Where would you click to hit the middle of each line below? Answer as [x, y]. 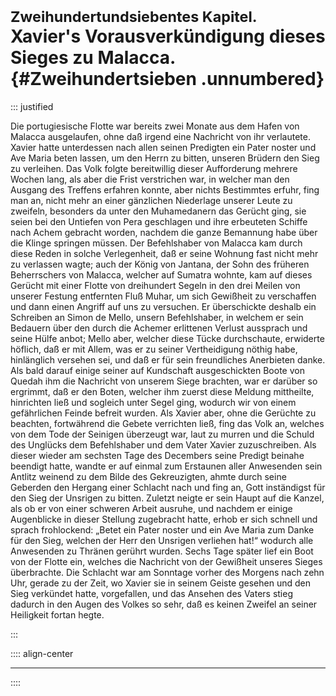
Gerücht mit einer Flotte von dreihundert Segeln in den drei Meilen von [155, 285]
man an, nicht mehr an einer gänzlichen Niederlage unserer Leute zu [151, 200]
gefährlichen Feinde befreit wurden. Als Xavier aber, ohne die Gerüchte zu [163, 413]
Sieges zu [52, 58]
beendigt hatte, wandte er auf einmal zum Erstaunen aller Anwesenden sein [166, 466]
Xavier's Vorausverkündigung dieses [168, 36]
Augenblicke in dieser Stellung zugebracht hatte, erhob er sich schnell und [164, 519]
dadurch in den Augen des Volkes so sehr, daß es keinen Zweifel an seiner [164, 604]
